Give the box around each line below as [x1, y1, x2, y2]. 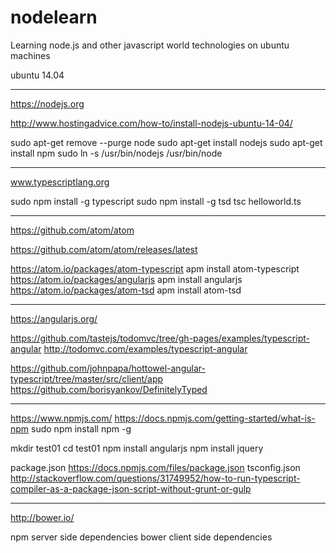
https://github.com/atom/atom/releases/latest [10, 243, 198, 255]
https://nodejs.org [10, 97, 85, 110]
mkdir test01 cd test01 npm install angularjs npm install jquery [10, 442, 264, 454]
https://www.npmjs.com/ [10, 412, 113, 424]
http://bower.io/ [10, 511, 75, 523]
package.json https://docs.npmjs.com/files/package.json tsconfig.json [10, 461, 301, 473]
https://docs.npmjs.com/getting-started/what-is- [114, 412, 316, 424]
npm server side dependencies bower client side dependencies [10, 531, 273, 543]
